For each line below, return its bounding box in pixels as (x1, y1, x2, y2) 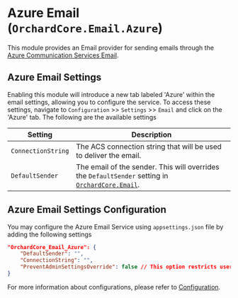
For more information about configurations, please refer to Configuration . (7, 282, 221, 291)
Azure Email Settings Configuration (7, 204, 166, 216)
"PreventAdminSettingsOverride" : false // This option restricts (20, 263, 217, 270)
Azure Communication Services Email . (7, 51, 119, 59)
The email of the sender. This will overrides (75, 161, 220, 171)
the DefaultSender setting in (75, 171, 169, 180)
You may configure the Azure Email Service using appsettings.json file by (7, 222, 224, 231)
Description (131, 130, 172, 139)
